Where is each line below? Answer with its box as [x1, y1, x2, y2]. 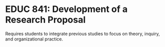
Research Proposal [5, 14, 86, 25]
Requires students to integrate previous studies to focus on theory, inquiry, [5, 30, 160, 36]
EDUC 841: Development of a [5, 3, 128, 15]
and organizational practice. [5, 36, 63, 42]
